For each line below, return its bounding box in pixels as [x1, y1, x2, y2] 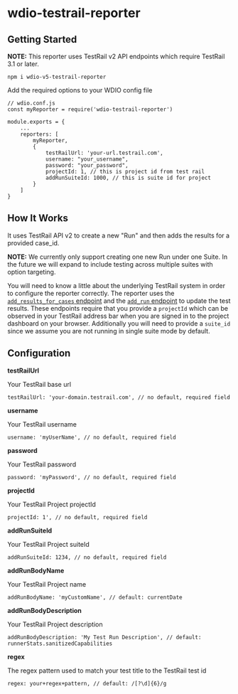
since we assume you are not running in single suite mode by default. [7, 326, 211, 335]
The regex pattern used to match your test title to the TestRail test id [7, 666, 207, 675]
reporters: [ [20, 131, 59, 138]
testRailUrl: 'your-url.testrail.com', [45, 149, 163, 156]
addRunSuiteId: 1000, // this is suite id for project [45, 174, 212, 181]
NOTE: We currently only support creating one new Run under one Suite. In [7, 252, 228, 261]
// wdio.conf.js [7, 100, 55, 107]
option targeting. [7, 267, 56, 276]
